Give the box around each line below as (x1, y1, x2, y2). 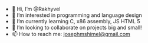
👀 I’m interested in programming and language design (11, 12, 143, 19)
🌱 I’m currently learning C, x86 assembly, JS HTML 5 (11, 18, 140, 24)
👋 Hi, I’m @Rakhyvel (11, 6, 61, 12)
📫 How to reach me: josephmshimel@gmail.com (11, 31, 131, 37)
